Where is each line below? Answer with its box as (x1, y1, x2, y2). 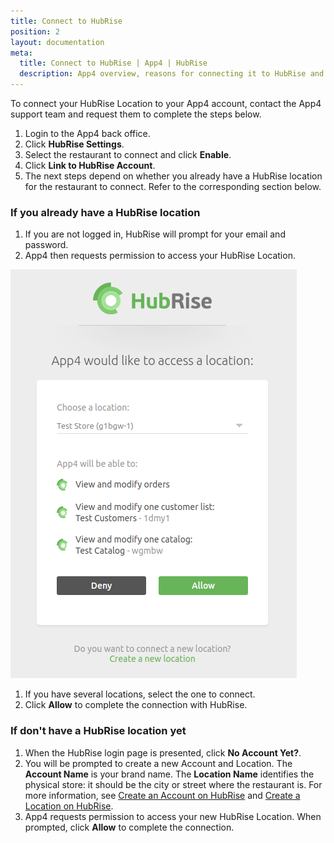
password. (24, 239, 69, 251)
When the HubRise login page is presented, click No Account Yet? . (24, 746, 302, 759)
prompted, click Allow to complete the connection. (24, 821, 235, 833)
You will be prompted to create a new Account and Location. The (24, 757, 293, 769)
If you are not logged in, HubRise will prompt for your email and (24, 228, 286, 240)
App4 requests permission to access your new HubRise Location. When (24, 810, 322, 822)
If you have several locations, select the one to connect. (24, 688, 256, 700)
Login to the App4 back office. (24, 128, 151, 139)
